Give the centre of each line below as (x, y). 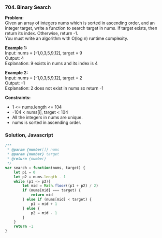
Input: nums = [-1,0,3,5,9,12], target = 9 (44, 53)
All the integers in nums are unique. (47, 118)
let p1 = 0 (25, 172)
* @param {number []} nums (33, 150)
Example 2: (16, 73)
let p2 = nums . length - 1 (40, 177)
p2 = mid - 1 (44, 213)
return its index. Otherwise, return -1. (42, 34)
